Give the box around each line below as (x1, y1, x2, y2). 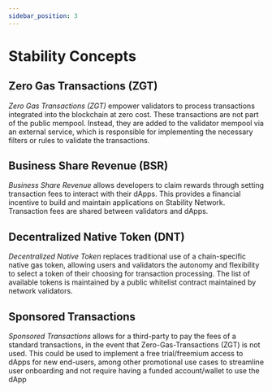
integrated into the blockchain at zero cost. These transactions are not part (8, 109, 259, 119)
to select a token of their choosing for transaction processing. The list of (8, 269, 250, 279)
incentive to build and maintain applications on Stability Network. (8, 198, 226, 207)
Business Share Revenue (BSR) (8, 159, 169, 173)
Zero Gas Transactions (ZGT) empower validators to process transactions (8, 101, 256, 111)
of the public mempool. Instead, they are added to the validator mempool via (8, 118, 264, 128)
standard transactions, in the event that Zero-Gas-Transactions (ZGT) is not (8, 340, 261, 350)
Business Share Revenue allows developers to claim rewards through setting (8, 181, 265, 190)
